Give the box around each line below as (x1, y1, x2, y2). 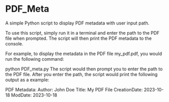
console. (5, 40, 24, 46)
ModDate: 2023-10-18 (11, 92, 58, 98)
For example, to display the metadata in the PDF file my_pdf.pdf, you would (5, 50, 162, 57)
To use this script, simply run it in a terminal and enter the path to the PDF (5, 30, 160, 36)
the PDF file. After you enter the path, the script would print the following (5, 71, 158, 77)
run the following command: (5, 56, 65, 62)
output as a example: (5, 76, 49, 83)
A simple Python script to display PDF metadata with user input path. (5, 20, 150, 26)
